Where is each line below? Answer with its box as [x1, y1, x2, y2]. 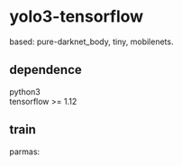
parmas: [9, 146, 41, 157]
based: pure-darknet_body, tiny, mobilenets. [9, 36, 174, 47]
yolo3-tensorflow [9, 6, 144, 27]
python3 [9, 86, 41, 97]
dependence [9, 62, 83, 78]
